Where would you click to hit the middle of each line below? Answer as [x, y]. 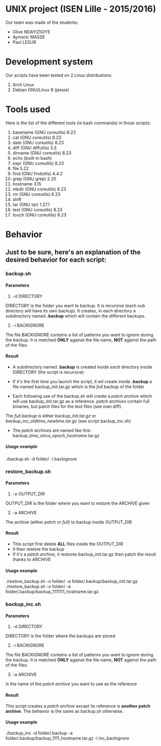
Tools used [28, 110]
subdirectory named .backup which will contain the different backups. [75, 316]
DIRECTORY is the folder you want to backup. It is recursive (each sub [75, 305]
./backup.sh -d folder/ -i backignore [41, 459]
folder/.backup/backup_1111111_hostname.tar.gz [52, 592]
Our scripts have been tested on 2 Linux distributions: [59, 75]
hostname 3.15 [27, 184]
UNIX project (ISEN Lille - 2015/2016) [81, 9]
